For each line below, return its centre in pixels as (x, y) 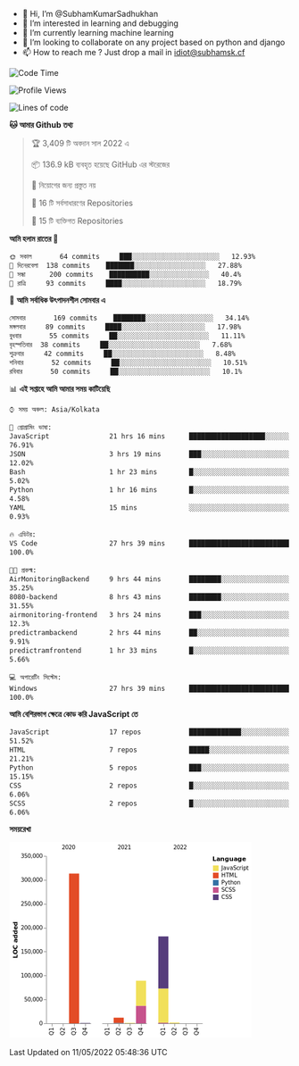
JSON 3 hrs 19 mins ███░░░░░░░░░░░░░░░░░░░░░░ (149, 454)
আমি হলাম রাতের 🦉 (34, 238)
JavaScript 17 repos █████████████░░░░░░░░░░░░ (149, 732)
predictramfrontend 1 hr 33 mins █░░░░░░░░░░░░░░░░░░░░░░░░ (149, 651)
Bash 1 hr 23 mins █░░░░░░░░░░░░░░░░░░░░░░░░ (149, 472)
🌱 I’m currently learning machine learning (98, 33)
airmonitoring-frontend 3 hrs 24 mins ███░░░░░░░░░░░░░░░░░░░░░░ (149, 615)
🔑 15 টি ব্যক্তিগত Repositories (77, 221)
